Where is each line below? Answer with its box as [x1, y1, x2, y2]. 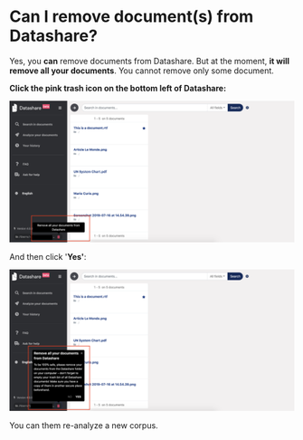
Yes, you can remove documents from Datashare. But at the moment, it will [9, 55, 290, 66]
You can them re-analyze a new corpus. [9, 420, 158, 431]
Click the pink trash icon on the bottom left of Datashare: [9, 82, 227, 93]
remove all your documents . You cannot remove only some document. [9, 65, 274, 76]
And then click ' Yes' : [9, 252, 87, 263]
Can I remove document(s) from [9, 6, 254, 27]
